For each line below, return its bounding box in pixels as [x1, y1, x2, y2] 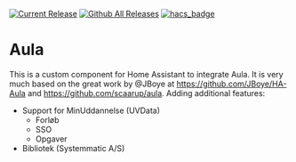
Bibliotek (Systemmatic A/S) [21, 142, 125, 153]
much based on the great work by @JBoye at [9, 78, 175, 89]
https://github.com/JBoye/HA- [176, 78, 287, 89]
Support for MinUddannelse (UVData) [21, 105, 161, 116]
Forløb [35, 114, 60, 125]
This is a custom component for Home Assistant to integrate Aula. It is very [9, 69, 284, 79]
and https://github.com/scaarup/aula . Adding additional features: [28, 87, 266, 98]
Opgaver [35, 134, 68, 144]
